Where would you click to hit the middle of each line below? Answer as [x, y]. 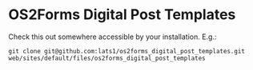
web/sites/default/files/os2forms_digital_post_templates [107, 58]
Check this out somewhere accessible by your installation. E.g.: [112, 37]
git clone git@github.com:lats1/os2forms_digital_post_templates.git [127, 51]
